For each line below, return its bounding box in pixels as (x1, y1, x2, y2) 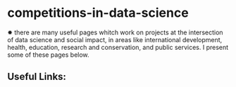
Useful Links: (7, 71, 67, 83)
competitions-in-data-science (7, 5, 189, 21)
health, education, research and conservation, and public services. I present (7, 43, 229, 51)
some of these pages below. (7, 51, 89, 59)
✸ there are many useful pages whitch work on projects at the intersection (7, 28, 223, 36)
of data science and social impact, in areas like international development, (7, 35, 223, 43)
